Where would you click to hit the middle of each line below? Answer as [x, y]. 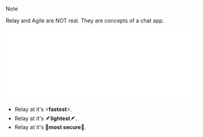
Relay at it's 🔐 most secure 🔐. [50, 127]
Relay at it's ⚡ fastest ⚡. [43, 109]
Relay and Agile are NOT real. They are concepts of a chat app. [85, 20]
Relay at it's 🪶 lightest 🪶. [46, 118]
